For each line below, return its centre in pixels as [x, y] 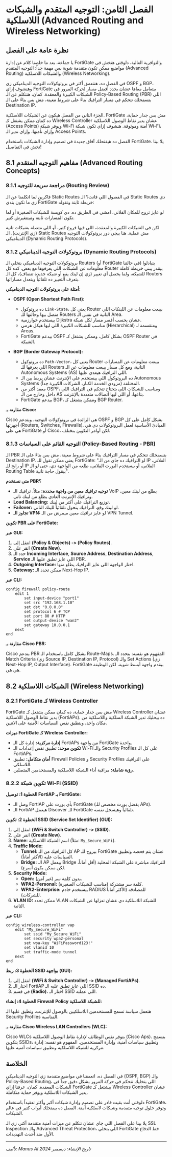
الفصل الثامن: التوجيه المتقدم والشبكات [80, 9]
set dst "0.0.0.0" [44, 607]
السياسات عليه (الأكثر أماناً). [47, 857]
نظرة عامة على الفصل [37, 50]
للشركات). [31, 895]
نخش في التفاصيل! [24, 147]
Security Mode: [30, 873]
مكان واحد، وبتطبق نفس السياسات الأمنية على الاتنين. [56, 723]
